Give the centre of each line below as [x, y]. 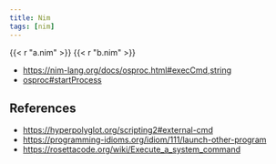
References [43, 108]
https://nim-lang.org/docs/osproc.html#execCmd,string [127, 70]
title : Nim [30, 18]
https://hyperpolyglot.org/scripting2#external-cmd [118, 130]
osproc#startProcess [62, 79]
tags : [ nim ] [32, 26]
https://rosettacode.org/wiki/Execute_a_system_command [132, 149]
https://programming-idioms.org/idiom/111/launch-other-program [144, 140]
